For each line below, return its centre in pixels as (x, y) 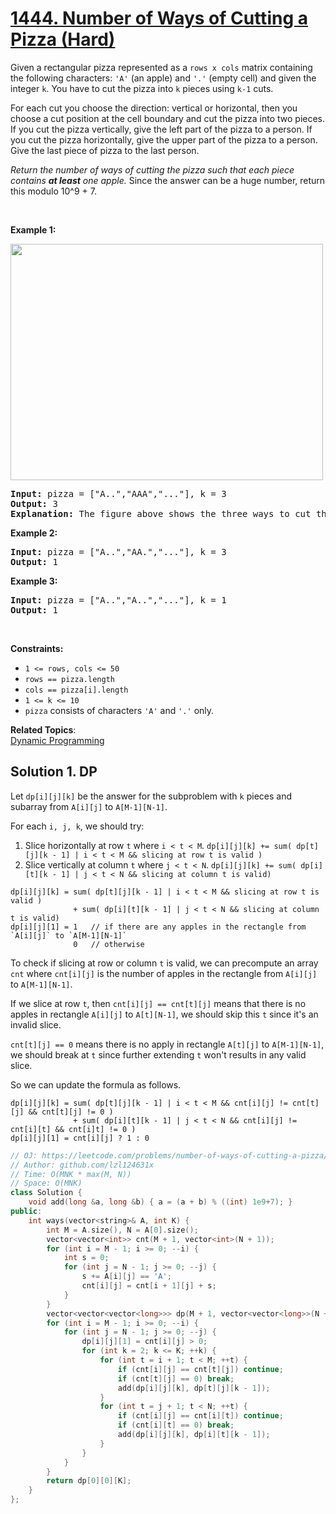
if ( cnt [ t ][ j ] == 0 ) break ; (176, 1378)
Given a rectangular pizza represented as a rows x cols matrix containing (161, 67)
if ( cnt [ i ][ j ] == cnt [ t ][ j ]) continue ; (200, 1369)
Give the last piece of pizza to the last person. (105, 150)
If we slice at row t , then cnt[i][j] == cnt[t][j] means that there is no (158, 1003)
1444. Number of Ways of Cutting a (159, 18)
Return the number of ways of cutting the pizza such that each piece (152, 169)
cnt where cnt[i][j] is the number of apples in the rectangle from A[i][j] (164, 973)
